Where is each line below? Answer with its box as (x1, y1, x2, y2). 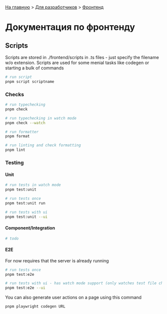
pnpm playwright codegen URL (5, 304, 66, 309)
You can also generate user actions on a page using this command (5, 295, 142, 301)
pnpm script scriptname (5, 79, 55, 84)
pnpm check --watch (5, 120, 46, 126)
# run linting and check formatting (5, 143, 81, 148)
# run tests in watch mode (5, 183, 61, 188)
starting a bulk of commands (5, 65, 64, 71)
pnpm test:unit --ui (5, 214, 48, 219)
